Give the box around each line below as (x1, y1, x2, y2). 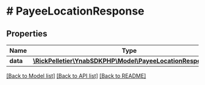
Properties (6, 29, 48, 39)
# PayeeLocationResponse (6, 4, 145, 18)
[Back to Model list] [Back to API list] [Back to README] (6, 72, 146, 80)
